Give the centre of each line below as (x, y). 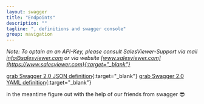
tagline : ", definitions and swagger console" (66, 29)
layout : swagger (27, 12)
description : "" (27, 23)
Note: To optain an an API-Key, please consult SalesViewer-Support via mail (102, 51)
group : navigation (29, 34)
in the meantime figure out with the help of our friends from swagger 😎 (96, 94)
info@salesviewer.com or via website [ (55, 58)
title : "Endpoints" (31, 18)
